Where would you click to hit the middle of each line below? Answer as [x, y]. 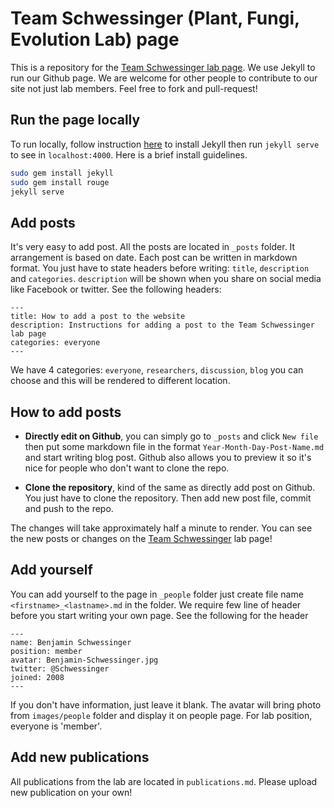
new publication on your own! [71, 792]
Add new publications [80, 757]
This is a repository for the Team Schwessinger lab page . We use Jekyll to [163, 67]
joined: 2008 [37, 677]
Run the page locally [75, 120]
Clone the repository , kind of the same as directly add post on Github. [170, 487]
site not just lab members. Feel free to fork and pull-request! [134, 88]
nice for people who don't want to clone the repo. [127, 468]
